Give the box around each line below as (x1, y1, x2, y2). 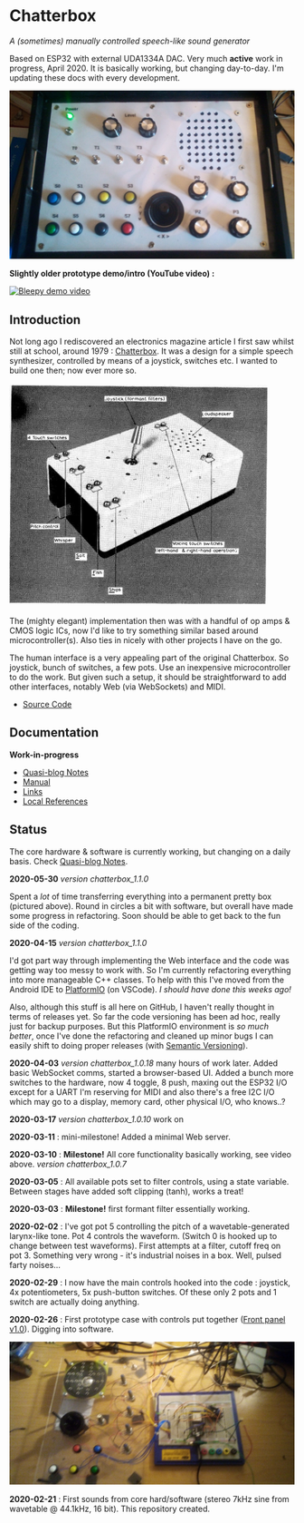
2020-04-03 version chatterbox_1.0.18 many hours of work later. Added (9, 1058, 279, 1069)
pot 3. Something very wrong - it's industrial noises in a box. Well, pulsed (9, 1249, 282, 1261)
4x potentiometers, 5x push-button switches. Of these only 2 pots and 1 (9, 1286, 278, 1297)
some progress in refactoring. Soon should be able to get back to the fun (9, 910, 281, 921)
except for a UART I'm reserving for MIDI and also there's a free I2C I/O (9, 1086, 275, 1098)
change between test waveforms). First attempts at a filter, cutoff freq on (9, 1240, 281, 1251)
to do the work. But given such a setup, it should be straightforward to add (9, 672, 287, 683)
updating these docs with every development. (9, 72, 181, 83)
